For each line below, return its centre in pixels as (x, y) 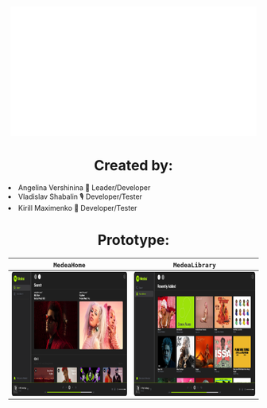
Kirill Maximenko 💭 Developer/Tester (78, 208)
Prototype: (133, 240)
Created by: (133, 166)
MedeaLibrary (194, 265)
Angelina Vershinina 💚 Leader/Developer (85, 188)
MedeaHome (69, 265)
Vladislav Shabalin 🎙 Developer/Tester (81, 196)
